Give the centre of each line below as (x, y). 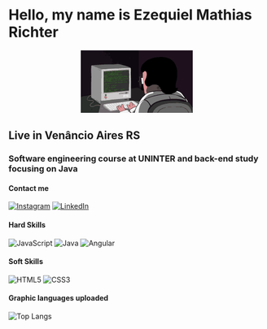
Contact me (28, 188)
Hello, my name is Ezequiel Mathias (130, 15)
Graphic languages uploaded (58, 298)
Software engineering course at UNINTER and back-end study (133, 158)
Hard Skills (27, 225)
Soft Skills (26, 262)
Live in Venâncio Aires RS (74, 136)
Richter (33, 32)
